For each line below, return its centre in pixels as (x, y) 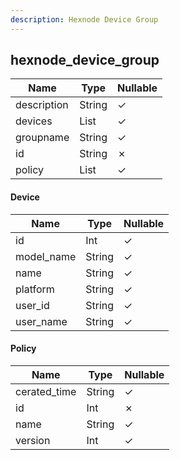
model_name (46, 256)
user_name (41, 321)
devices (34, 121)
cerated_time (46, 391)
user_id (32, 305)
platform (35, 289)
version (33, 440)
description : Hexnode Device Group (84, 19)
